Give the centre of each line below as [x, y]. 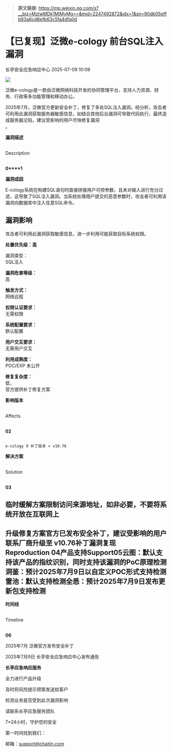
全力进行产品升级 [23, 678]
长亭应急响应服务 [23, 667]
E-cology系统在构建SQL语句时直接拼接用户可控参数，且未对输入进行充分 [82, 190]
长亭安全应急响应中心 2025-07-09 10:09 [48, 69]
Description [17, 153]
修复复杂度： [19, 377]
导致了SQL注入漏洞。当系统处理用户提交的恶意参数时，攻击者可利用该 [93, 196]
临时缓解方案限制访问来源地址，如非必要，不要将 [83, 505]
